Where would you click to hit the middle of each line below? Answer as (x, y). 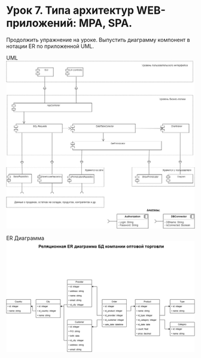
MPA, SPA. (106, 23)
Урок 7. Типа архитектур (70, 10)
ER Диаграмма (25, 238)
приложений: (41, 23)
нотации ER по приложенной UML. (50, 46)
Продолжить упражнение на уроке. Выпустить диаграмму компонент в (98, 40)
